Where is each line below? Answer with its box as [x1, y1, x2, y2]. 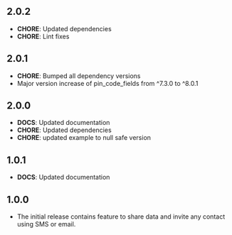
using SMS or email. [16, 220, 76, 229]
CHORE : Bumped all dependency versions [16, 71, 141, 80]
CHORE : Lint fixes [16, 32, 70, 40]
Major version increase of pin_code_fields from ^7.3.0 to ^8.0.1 [16, 79, 199, 87]
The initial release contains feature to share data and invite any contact [16, 212, 226, 221]
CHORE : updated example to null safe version [16, 133, 151, 142]
